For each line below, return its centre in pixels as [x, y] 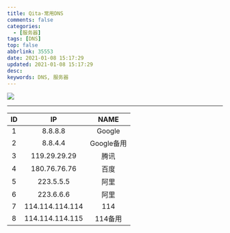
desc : [15, 71]
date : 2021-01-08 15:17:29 [46, 58]
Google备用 [108, 143]
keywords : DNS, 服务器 [38, 77]
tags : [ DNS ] [24, 39]
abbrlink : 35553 [30, 52]
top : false [23, 45]
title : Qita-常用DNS [35, 13]
